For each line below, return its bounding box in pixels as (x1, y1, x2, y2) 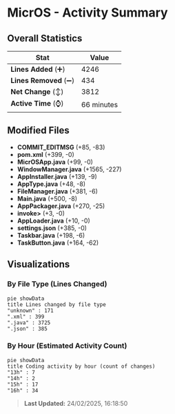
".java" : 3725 (7, 319, 51, 326)
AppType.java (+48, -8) (17, 180, 86, 188)
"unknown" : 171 (7, 307, 54, 314)
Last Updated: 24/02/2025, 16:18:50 (23, 399, 128, 407)
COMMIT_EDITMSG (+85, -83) (17, 143, 105, 151)
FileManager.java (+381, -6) (17, 187, 99, 195)
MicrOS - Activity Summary (7, 5, 168, 21)
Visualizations (7, 258, 70, 270)
